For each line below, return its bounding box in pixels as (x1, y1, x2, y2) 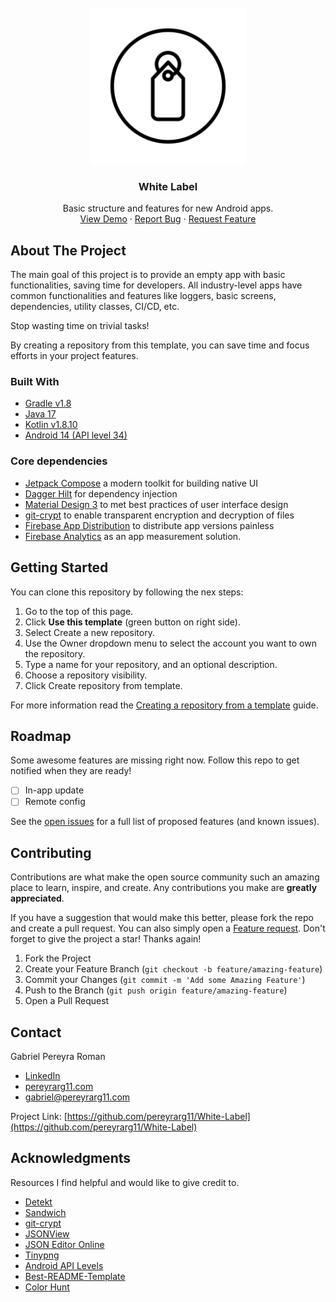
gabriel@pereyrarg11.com (24, 1091, 131, 1103)
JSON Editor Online (24, 1238, 105, 1250)
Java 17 (24, 408, 57, 420)
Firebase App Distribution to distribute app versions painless (24, 519, 275, 531)
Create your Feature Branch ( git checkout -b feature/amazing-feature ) (24, 963, 323, 975)
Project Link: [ (10, 1111, 68, 1123)
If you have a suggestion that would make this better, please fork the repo (10, 912, 314, 924)
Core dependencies (10, 454, 108, 468)
